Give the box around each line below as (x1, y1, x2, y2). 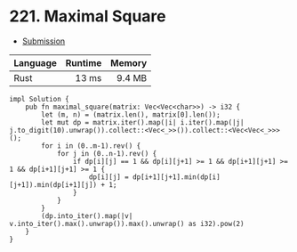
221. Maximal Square (9, 6, 166, 27)
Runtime (65, 56, 102, 69)
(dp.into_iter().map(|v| (41, 211, 133, 220)
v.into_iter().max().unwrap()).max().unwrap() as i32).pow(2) (9, 219, 245, 228)
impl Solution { (9, 94, 69, 103)
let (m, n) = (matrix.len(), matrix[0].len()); (41, 110, 221, 119)
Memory (110, 56, 148, 69)
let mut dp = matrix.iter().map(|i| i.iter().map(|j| (41, 118, 245, 126)
